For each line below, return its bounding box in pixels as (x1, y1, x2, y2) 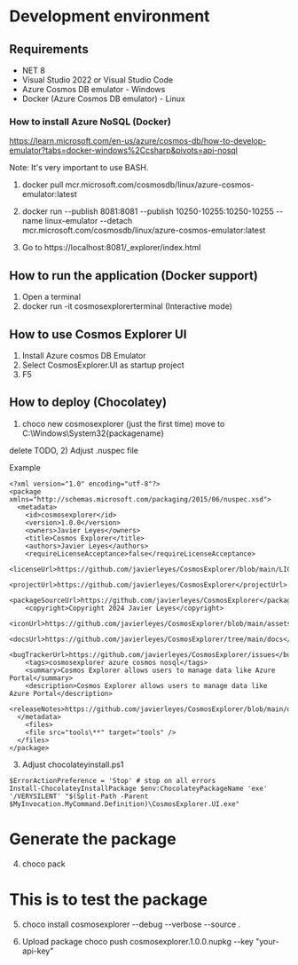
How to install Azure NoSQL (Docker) (9, 115, 171, 128)
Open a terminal (21, 291, 82, 303)
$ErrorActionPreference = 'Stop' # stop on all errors (9, 776, 216, 785)
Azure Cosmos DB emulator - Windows (21, 84, 166, 94)
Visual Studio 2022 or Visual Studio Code (21, 75, 174, 85)
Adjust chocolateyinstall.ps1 (21, 759, 124, 770)
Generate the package (9, 828, 176, 849)
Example (9, 462, 42, 472)
